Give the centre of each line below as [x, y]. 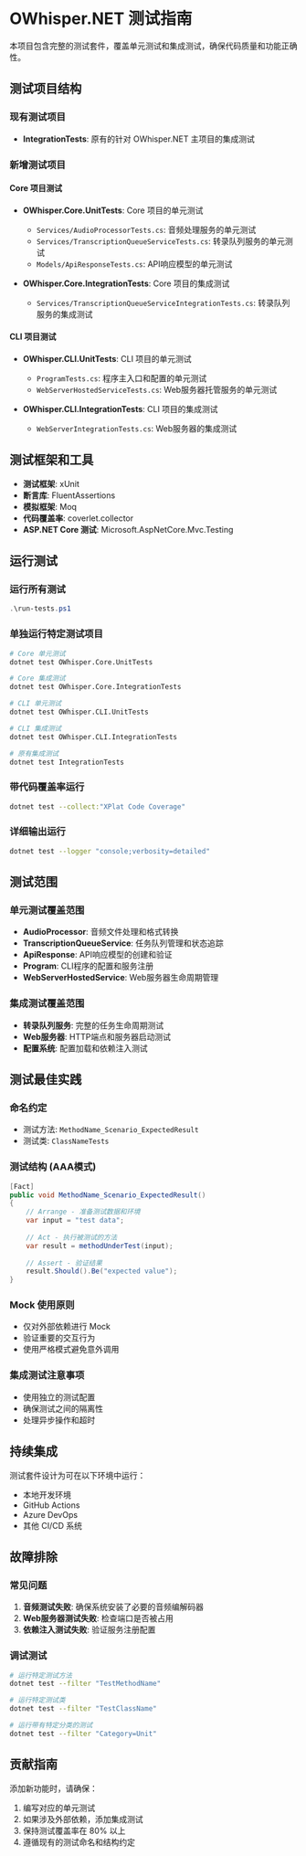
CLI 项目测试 [33, 337]
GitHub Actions [51, 1505]
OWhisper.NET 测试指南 [101, 19]
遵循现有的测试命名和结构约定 [79, 1841]
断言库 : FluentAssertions [69, 495]
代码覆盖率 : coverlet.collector [78, 518]
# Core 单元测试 [37, 653]
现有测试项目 [38, 117]
